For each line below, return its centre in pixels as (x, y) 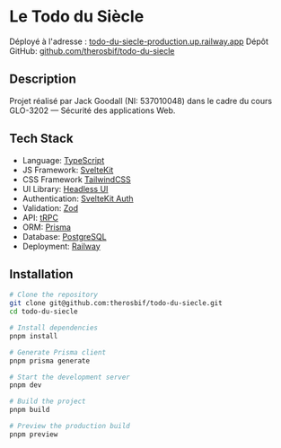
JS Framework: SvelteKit (68, 170)
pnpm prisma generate (50, 361)
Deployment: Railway (61, 246)
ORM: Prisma (47, 227)
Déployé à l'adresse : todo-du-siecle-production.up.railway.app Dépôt (139, 41)
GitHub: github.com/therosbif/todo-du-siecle (92, 50)
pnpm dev (26, 385)
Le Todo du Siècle (77, 17)
